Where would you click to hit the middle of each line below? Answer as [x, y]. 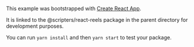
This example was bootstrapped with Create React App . [74, 9]
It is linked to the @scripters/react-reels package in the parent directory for [97, 20]
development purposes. [35, 26]
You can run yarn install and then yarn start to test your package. [89, 37]
